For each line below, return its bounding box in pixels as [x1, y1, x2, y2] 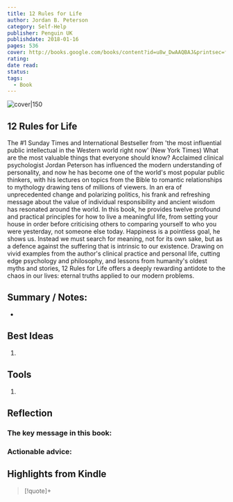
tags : [7, 74, 23, 82]
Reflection [7, 407, 53, 419]
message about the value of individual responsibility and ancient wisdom [7, 198, 215, 206]
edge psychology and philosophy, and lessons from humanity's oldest [7, 257, 208, 265]
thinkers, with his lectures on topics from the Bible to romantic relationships [7, 176, 223, 184]
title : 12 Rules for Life [7, 10, 82, 17]
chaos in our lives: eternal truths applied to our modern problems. [7, 271, 195, 280]
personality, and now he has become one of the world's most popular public [7, 168, 225, 177]
